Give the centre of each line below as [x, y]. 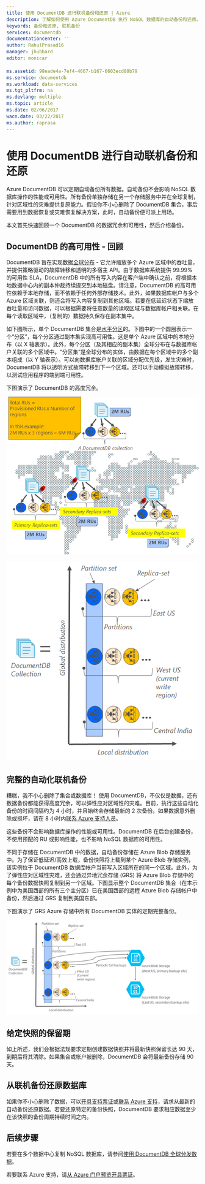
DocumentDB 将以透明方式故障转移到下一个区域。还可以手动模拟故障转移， [101, 367]
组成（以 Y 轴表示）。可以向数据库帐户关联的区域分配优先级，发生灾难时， [104, 360]
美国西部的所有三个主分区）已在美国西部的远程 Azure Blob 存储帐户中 [110, 890]
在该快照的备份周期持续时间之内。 [49, 1117]
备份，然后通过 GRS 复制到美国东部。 [53, 898]
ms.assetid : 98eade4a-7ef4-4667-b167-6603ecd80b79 [72, 71]
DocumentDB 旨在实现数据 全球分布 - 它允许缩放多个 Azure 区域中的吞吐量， [102, 262]
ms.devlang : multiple [34, 97]
